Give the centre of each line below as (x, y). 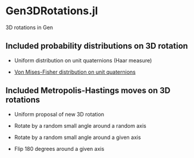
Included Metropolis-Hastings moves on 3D (88, 91)
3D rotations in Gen (29, 27)
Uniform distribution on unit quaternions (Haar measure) (83, 60)
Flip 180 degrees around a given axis (59, 148)
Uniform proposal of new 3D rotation (59, 114)
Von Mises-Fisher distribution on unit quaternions (75, 72)
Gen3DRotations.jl (52, 11)
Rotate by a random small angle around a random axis (80, 125)
